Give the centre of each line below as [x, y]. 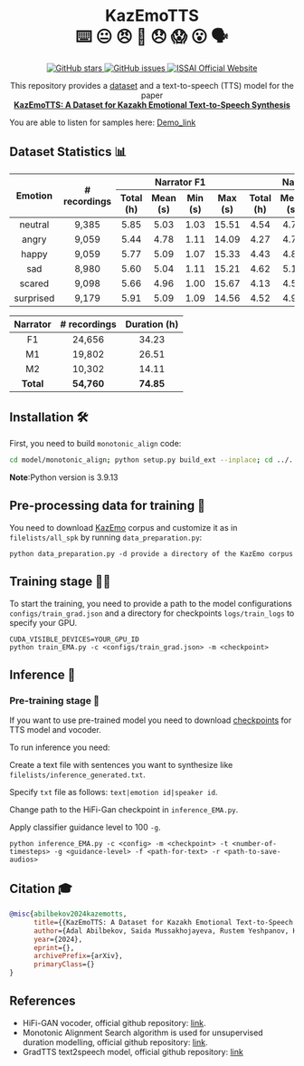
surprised [34, 298]
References [43, 1001]
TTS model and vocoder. [55, 730]
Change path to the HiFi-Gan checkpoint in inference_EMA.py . [124, 810]
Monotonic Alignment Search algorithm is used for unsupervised [143, 1032]
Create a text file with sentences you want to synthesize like [121, 765]
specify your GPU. [43, 622]
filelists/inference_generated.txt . [78, 774]
